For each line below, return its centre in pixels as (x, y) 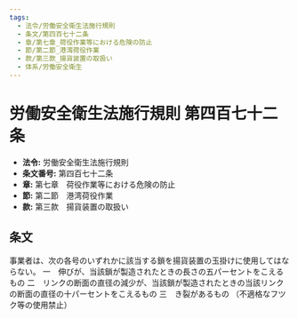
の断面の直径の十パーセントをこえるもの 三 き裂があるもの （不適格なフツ (148, 293)
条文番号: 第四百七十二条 (68, 173)
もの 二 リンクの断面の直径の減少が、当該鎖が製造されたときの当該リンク (147, 282)
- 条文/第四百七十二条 (53, 34)
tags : (19, 17)
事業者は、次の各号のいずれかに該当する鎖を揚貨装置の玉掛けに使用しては (145, 260)
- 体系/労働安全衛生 (50, 68)
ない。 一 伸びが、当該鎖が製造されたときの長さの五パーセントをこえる (150, 271)
